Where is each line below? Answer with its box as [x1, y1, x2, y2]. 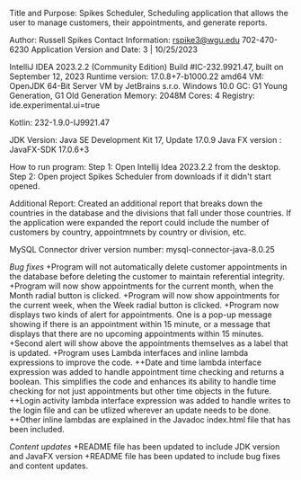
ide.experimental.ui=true [9, 100, 101, 111]
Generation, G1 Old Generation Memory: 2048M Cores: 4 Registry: [9, 90, 256, 101]
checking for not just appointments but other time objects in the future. [9, 386, 272, 396]
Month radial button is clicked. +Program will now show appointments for [9, 290, 280, 300]
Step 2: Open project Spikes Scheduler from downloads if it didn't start [9, 171, 272, 182]
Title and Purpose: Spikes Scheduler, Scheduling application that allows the [9, 8, 289, 18]
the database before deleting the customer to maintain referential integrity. [9, 271, 286, 281]
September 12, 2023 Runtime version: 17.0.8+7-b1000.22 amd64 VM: [9, 71, 264, 82]
